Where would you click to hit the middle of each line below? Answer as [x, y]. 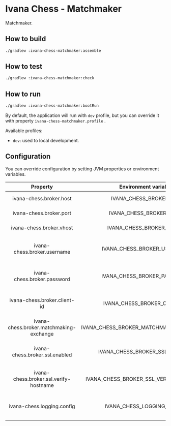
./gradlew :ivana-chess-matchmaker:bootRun [52, 106]
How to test [24, 67]
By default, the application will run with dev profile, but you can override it [82, 115]
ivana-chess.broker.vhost [42, 228]
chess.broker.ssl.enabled [42, 355]
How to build [26, 39]
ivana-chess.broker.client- [42, 300]
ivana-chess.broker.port [42, 213]
